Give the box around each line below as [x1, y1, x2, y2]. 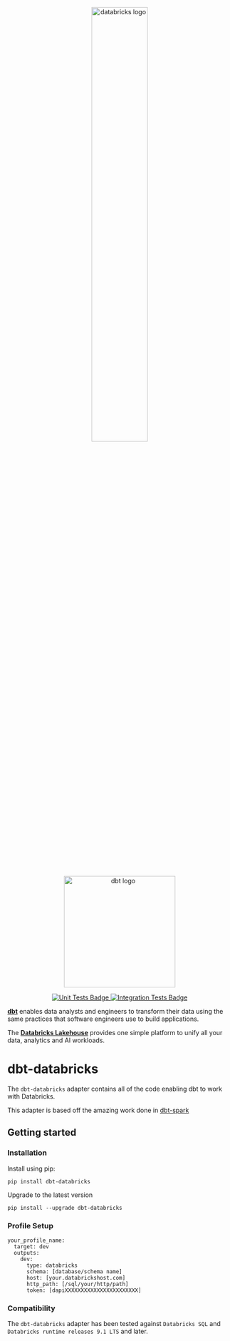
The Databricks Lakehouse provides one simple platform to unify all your [7, 1029, 223, 1037]
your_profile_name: [7, 1237, 66, 1244]
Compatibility [7, 1303, 56, 1313]
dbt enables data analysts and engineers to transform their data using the [7, 1007, 224, 1015]
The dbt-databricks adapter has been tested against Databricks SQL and [7, 1320, 221, 1328]
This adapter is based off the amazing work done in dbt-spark [7, 1106, 189, 1114]
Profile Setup [7, 1221, 53, 1230]
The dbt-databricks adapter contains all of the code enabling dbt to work [7, 1084, 223, 1093]
